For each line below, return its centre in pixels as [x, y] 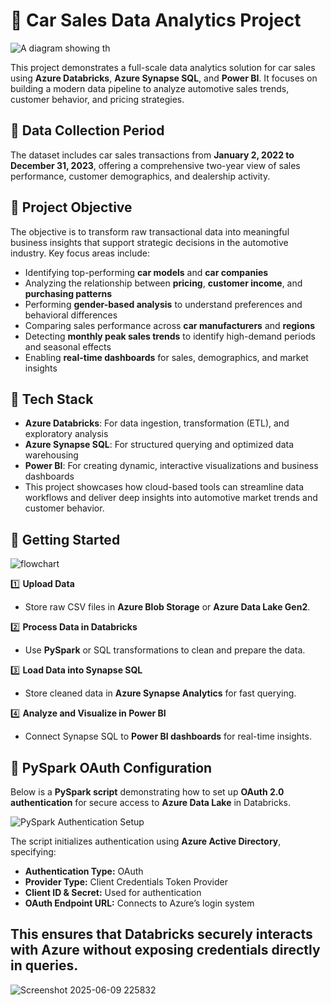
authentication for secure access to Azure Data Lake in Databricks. [150, 802]
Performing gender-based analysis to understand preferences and [163, 304]
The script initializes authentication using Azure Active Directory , [146, 841]
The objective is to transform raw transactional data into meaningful [150, 231]
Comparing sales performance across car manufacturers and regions [170, 325]
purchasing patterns [68, 293]
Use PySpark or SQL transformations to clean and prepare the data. [165, 650]
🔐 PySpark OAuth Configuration [111, 767]
